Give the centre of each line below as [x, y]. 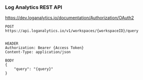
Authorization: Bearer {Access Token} [44, 48]
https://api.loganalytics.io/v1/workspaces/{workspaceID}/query [72, 31]
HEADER [12, 44]
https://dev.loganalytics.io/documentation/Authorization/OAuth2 [70, 18]
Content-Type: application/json [38, 52]
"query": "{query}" [34, 69]
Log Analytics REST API [34, 7]
